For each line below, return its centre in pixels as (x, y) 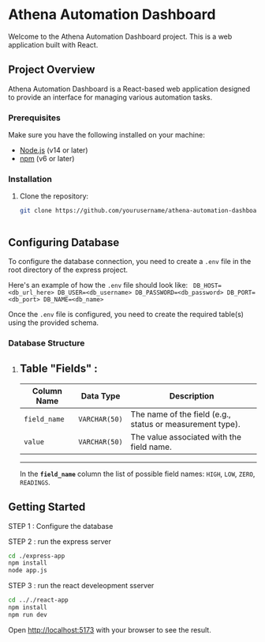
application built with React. (53, 44)
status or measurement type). (185, 424)
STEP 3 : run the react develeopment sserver (81, 586)
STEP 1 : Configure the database (61, 526)
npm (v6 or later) (47, 159)
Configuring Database (64, 242)
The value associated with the (186, 436)
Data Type (101, 395)
